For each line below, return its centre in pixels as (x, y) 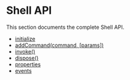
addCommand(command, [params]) (59, 45)
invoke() (25, 51)
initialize (25, 38)
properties (28, 64)
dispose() (27, 58)
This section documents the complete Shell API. (65, 27)
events (23, 70)
